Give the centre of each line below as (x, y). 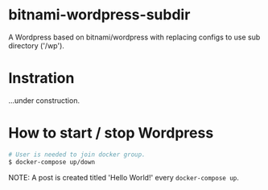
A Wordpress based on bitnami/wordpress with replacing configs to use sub (134, 37)
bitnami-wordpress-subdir (99, 15)
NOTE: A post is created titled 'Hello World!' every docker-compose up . (124, 177)
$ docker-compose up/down (52, 162)
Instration (41, 78)
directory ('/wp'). (36, 45)
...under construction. (44, 100)
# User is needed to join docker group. (77, 155)
